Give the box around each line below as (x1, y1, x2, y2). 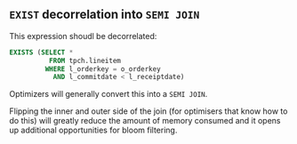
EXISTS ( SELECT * (9, 48, 74, 57)
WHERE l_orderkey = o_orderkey (44, 64, 162, 74)
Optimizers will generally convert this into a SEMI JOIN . (9, 89, 208, 100)
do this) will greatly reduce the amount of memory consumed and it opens (9, 116, 281, 126)
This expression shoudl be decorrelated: (9, 30, 157, 41)
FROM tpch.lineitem (48, 56, 122, 65)
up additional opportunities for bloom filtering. (9, 124, 178, 136)
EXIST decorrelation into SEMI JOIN (9, 7, 200, 22)
